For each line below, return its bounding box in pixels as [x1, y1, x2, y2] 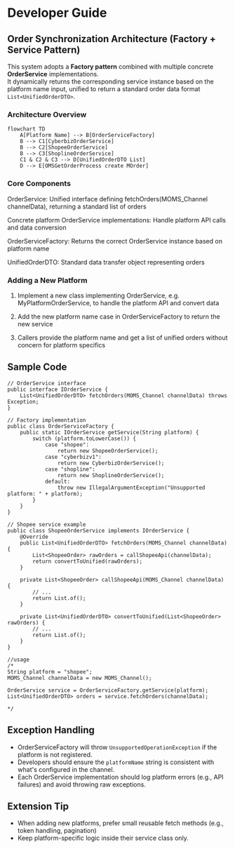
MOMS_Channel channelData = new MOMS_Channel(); [7, 674, 152, 681]
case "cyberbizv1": [44, 453, 102, 460]
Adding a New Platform [7, 275, 88, 285]
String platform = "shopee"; [7, 668, 93, 675]
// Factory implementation [7, 416, 86, 424]
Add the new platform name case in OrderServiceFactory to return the [17, 312, 220, 321]
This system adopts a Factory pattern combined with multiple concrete [7, 62, 214, 71]
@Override [20, 533, 49, 540]
